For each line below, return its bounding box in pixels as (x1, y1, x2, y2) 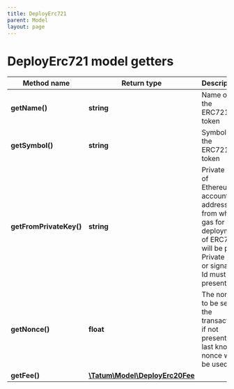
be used (201, 360, 228, 369)
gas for (201, 218, 225, 227)
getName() (10, 103, 47, 113)
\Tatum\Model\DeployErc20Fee (88, 371, 195, 381)
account (201, 191, 228, 201)
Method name (22, 78, 70, 88)
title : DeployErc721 (7, 10, 68, 17)
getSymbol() (10, 141, 54, 151)
